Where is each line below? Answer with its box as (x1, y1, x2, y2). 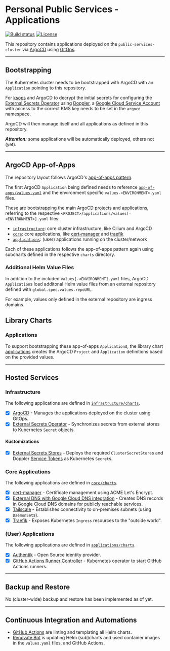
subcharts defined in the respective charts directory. (5, 251, 115, 257)
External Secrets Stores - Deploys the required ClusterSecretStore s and (12, 449, 163, 455)
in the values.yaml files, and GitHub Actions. (12, 640, 105, 646)
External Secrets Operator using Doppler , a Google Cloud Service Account (5, 100, 160, 106)
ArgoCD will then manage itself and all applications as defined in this (5, 120, 148, 126)
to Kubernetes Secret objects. (12, 427, 75, 433)
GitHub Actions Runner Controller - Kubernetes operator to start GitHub (12, 558, 162, 564)
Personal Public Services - (5, 4, 119, 15)
